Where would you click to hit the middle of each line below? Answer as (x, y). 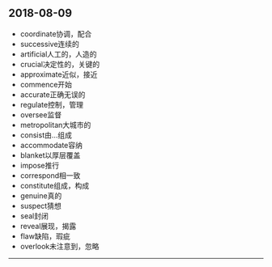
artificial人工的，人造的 (58, 54)
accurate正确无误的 (53, 94)
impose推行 (39, 165)
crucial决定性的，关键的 (59, 64)
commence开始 (46, 84)
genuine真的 (41, 195)
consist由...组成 (46, 135)
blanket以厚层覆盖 (50, 155)
